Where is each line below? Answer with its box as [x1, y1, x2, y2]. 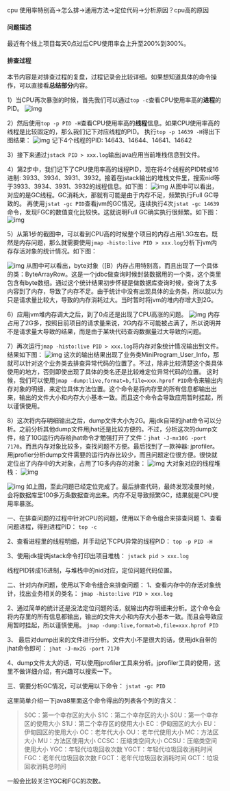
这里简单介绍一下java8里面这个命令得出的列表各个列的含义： [7, 696, 179, 705]
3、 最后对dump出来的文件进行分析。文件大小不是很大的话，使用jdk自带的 [7, 636, 217, 644]
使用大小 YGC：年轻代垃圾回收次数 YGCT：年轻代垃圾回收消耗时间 [23, 745, 214, 753]
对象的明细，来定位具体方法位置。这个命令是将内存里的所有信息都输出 [12, 385, 211, 393]
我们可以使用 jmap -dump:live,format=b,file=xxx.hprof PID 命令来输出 [18, 376, 217, 385]
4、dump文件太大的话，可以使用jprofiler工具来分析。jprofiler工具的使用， [7, 659, 215, 667]
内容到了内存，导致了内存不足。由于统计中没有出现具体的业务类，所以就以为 [7, 287, 223, 296]
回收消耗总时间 [23, 762, 66, 770]
